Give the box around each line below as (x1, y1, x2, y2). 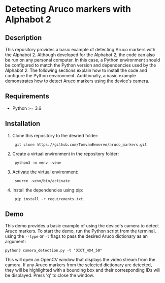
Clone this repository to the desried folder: (12, 132, 99, 138)
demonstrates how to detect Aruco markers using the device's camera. (5, 78, 150, 84)
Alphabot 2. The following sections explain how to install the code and (5, 67, 147, 73)
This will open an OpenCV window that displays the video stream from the (5, 257, 156, 263)
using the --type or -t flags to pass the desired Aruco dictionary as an (5, 233, 148, 239)
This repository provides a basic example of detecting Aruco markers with (5, 47, 156, 52)
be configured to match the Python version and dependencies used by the (5, 63, 156, 68)
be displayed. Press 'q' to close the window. (5, 272, 95, 279)
